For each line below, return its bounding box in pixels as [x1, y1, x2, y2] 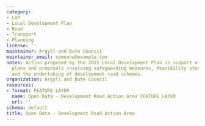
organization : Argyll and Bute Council [6, 76, 108, 82]
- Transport [6, 31, 37, 38]
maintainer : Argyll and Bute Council [6, 48, 103, 55]
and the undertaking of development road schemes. [12, 71, 143, 77]
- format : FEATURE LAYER [6, 88, 70, 94]
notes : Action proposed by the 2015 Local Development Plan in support [6, 59, 192, 65]
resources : [6, 82, 34, 88]
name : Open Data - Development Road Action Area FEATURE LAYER [12, 93, 176, 99]
